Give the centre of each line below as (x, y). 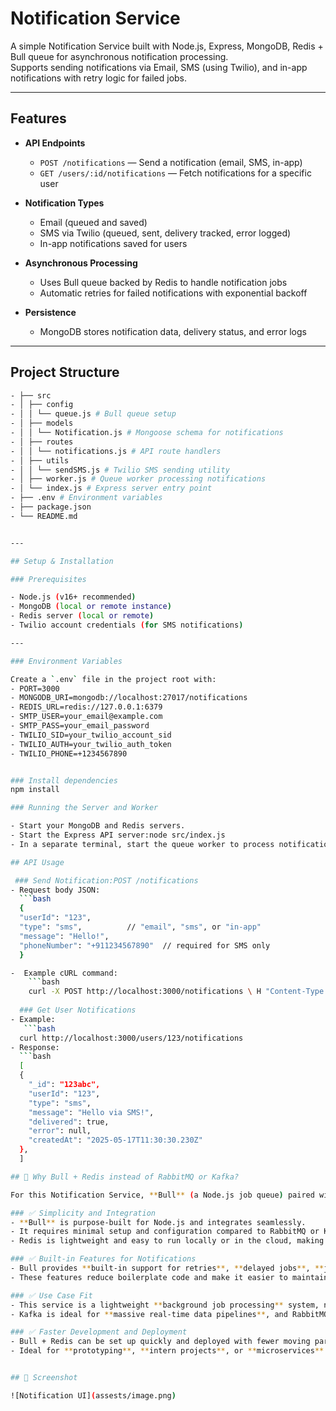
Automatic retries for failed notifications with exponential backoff (173, 293)
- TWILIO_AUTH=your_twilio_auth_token (91, 744)
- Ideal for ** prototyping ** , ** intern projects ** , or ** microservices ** (167, 1351)
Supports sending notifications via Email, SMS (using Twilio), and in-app (159, 67)
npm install (35, 790)
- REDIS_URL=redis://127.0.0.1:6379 (86, 707)
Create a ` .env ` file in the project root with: (113, 679)
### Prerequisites (48, 579)
